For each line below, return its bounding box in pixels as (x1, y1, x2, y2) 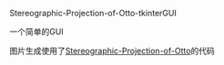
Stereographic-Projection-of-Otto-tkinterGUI (9, 8, 178, 18)
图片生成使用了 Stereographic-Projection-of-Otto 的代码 (9, 45, 216, 56)
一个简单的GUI (9, 26, 64, 37)
